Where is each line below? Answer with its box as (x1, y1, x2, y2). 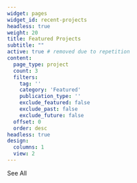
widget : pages (7, 10, 48, 17)
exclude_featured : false (19, 99, 90, 106)
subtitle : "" (7, 42, 45, 49)
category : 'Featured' (19, 86, 81, 93)
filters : (13, 73, 38, 81)
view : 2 (13, 150, 36, 158)
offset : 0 (13, 118, 41, 125)
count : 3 (13, 67, 38, 74)
